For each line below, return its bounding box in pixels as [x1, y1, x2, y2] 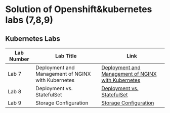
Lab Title [55, 52, 77, 59]
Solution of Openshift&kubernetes [5, 4, 152, 15]
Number [9, 55, 29, 63]
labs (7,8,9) [5, 14, 54, 26]
